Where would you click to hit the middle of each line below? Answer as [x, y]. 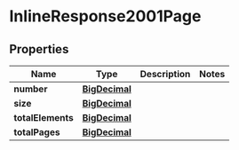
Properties [39, 49]
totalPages [37, 132]
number [31, 89]
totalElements [44, 118]
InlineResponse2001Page [105, 16]
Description [165, 74]
